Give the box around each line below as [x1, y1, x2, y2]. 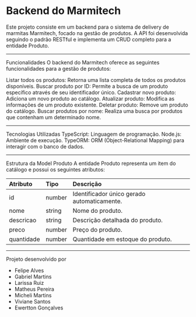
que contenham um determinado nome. [6, 113, 101, 120]
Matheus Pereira [14, 285, 54, 292]
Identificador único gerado [72, 189, 146, 198]
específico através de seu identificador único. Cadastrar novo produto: [6, 89, 176, 96]
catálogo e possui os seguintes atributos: [6, 166, 105, 173]
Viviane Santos [14, 298, 51, 305]
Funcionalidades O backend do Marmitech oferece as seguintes [6, 58, 160, 66]
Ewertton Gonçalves [14, 304, 64, 311]
